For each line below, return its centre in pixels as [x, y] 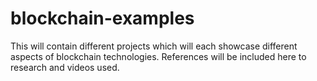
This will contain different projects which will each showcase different [154, 46]
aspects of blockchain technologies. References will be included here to [158, 56]
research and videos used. [65, 67]
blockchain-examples [102, 18]
